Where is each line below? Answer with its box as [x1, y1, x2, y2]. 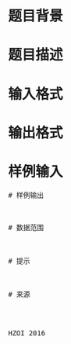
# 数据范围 [8, 223, 44, 232]
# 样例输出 [8, 190, 44, 199]
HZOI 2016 [8, 328, 45, 338]
